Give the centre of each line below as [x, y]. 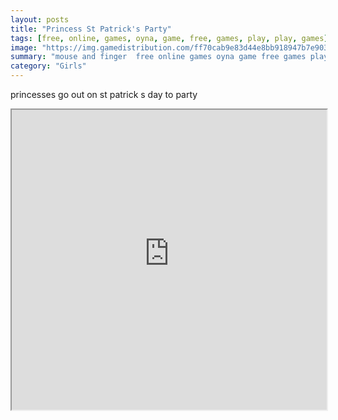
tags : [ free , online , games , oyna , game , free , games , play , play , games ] [169, 38]
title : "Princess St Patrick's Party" [91, 29]
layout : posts [40, 19]
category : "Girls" [48, 66]
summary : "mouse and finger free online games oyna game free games [158, 57]
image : [24, 47]
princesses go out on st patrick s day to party [104, 94]
